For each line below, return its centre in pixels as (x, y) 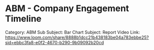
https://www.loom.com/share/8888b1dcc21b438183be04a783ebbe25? (77, 37)
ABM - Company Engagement (67, 8)
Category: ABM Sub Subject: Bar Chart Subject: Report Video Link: (73, 32)
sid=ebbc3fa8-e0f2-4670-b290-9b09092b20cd (55, 42)
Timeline (23, 19)
